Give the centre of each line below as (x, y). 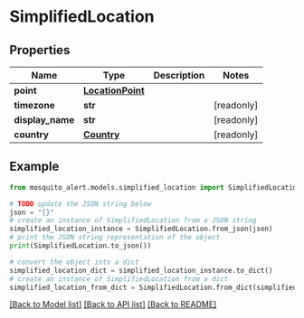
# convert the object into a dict (75, 262)
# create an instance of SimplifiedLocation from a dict (119, 279)
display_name (44, 120)
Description (179, 75)
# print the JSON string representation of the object (115, 238)
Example (34, 167)
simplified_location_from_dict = (72, 287)
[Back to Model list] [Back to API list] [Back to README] (113, 304)
